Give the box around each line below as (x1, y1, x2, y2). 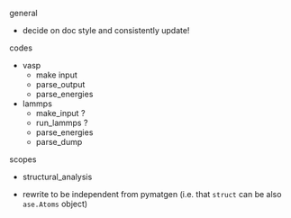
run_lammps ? (35, 117, 88, 128)
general (9, 8, 38, 18)
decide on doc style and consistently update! (22, 25, 190, 35)
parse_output (35, 79, 86, 89)
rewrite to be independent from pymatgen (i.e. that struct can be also (22, 189, 282, 199)
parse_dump (35, 137, 83, 147)
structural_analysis (22, 171, 93, 182)
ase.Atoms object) (22, 198, 88, 209)
